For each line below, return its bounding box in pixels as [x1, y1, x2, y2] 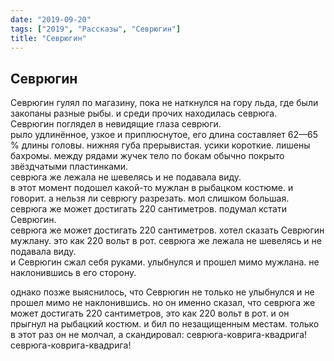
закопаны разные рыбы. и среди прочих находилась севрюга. [10, 107, 278, 120]
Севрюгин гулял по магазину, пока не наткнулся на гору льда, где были [10, 97, 319, 109]
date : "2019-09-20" [10, 14, 92, 25]
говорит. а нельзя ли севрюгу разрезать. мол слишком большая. [10, 192, 290, 205]
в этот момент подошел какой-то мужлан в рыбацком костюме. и [10, 182, 294, 194]
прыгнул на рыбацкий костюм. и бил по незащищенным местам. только [10, 318, 320, 330]
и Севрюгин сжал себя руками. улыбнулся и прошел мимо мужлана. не [10, 256, 320, 268]
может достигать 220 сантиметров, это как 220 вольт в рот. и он [10, 307, 290, 320]
